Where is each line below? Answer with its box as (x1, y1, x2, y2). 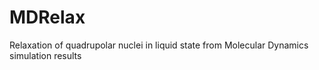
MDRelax (9, 6, 86, 29)
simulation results (9, 49, 82, 61)
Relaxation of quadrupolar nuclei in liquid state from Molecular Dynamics (9, 39, 309, 51)
